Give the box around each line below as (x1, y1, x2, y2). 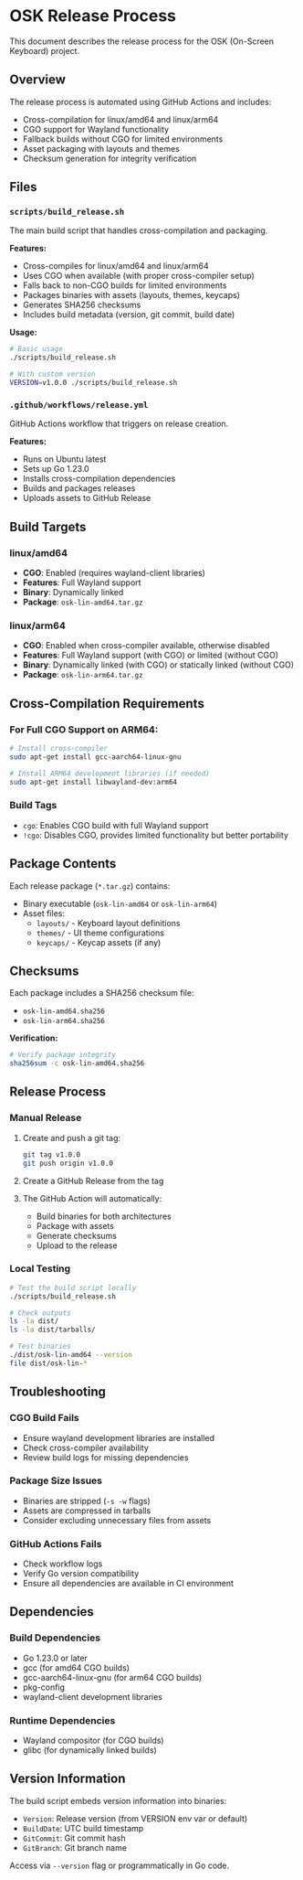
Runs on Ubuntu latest (22, 454, 107, 465)
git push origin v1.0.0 (22, 1159, 114, 1168)
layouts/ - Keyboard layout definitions (36, 917, 181, 928)
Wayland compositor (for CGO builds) (22, 1735, 164, 1746)
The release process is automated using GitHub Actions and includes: (9, 96, 272, 107)
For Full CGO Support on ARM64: (9, 723, 159, 736)
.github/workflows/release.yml (9, 400, 149, 410)
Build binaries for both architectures (36, 1211, 172, 1222)
